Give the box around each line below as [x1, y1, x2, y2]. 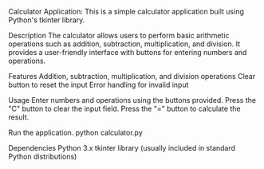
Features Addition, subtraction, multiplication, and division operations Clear [8, 72, 256, 81]
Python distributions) [8, 151, 77, 161]
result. [8, 112, 30, 122]
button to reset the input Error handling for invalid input [8, 80, 189, 89]
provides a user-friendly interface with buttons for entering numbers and [8, 48, 247, 57]
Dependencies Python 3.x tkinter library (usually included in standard [8, 143, 236, 152]
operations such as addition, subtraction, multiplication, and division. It [8, 39, 241, 49]
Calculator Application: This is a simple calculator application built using [8, 7, 245, 16]
